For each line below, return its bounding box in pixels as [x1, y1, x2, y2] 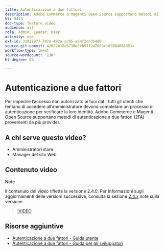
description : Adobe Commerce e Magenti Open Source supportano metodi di [5, 12, 159, 17]
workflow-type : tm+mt [5, 48, 49, 53]
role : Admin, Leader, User [5, 30, 60, 35]
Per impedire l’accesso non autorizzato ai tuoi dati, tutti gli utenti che [5, 99, 143, 105]
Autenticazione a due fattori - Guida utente [12, 235, 99, 241]
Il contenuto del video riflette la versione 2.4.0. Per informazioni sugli [5, 188, 144, 194]
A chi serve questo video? [5, 133, 87, 142]
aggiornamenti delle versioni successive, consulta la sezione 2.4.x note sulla [5, 193, 160, 199]
